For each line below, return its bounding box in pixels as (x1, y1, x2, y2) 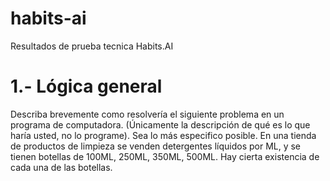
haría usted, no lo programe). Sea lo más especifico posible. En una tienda (10, 129, 317, 141)
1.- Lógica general (10, 75, 163, 98)
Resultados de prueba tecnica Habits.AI (10, 40, 174, 52)
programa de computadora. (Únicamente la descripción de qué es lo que (10, 118, 311, 131)
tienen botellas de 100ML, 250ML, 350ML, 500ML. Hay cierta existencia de (10, 150, 320, 162)
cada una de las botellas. (10, 161, 113, 173)
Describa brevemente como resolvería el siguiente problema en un (10, 108, 285, 120)
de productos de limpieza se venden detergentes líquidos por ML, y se (10, 140, 302, 152)
